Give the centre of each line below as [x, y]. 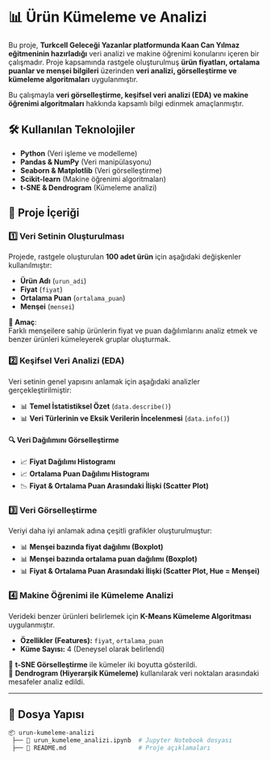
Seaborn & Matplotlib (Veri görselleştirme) [91, 170]
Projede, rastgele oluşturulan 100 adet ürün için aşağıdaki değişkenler [125, 257]
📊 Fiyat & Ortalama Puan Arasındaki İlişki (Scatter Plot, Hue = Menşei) [140, 571]
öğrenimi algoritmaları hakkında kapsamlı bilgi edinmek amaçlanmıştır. [126, 103]
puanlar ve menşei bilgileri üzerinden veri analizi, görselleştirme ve [123, 70]
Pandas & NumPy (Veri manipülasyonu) [85, 162]
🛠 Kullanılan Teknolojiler [72, 130]
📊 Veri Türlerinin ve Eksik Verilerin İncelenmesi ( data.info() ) [125, 418]
